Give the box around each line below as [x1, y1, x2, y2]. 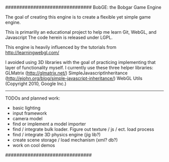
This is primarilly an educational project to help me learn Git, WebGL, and [5, 29, 157, 35]
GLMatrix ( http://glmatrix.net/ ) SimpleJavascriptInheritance [5, 70, 128, 76]
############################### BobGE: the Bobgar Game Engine [5, 5, 162, 10]
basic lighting [12, 105, 41, 111]
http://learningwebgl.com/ [5, 50, 59, 55]
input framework [12, 110, 47, 116]
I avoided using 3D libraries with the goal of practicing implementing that [5, 59, 156, 65]
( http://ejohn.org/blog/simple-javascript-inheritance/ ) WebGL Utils [5, 75, 142, 81]
